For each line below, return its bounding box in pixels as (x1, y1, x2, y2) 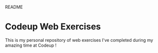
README (5, 4, 23, 10)
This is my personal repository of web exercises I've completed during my (5, 37, 153, 43)
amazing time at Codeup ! (5, 42, 57, 48)
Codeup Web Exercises (5, 21, 101, 32)
